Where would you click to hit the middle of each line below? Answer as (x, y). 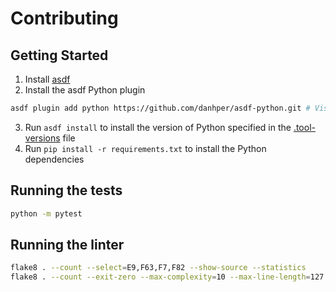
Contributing (64, 18)
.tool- (304, 127)
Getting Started (59, 55)
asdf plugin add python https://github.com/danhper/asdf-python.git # (160, 108)
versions (42, 138)
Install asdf (47, 79)
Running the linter (67, 244)
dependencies (54, 159)
